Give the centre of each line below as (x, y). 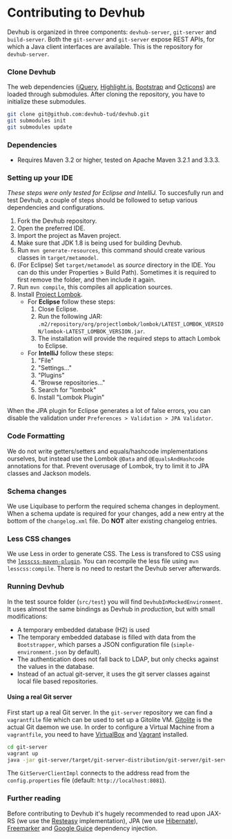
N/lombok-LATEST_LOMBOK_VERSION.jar (90, 332)
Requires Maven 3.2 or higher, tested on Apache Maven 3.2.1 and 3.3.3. (118, 160)
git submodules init (37, 121)
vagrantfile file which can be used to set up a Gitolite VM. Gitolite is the (110, 719)
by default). (85, 652)
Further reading (34, 798)
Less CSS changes (39, 539)
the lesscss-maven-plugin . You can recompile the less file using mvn (103, 561)
